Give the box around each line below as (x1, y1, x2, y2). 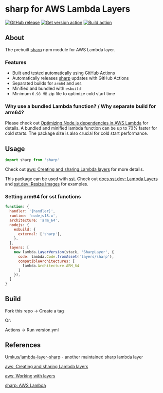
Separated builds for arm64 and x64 (12, 81, 82, 86)
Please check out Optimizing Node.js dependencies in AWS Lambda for (5, 120, 148, 126)
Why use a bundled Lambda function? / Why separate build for (5, 103, 156, 109)
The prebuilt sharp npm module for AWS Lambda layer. (5, 46, 115, 52)
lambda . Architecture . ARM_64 (22, 263, 79, 268)
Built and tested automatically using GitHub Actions (12, 70, 115, 76)
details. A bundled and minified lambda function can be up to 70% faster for (5, 125, 157, 131)
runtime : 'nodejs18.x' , (9, 213, 57, 218)
